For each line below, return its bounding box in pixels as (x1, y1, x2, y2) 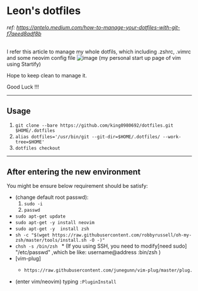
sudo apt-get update (15, 214, 66, 219)
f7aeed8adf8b (6, 30, 42, 37)
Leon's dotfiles (6, 4, 81, 18)
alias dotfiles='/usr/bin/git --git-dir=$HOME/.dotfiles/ (15, 134, 160, 140)
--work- (162, 134, 182, 140)
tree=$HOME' (15, 139, 45, 145)
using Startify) (6, 60, 41, 68)
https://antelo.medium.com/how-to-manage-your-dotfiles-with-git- (16, 23, 180, 31)
